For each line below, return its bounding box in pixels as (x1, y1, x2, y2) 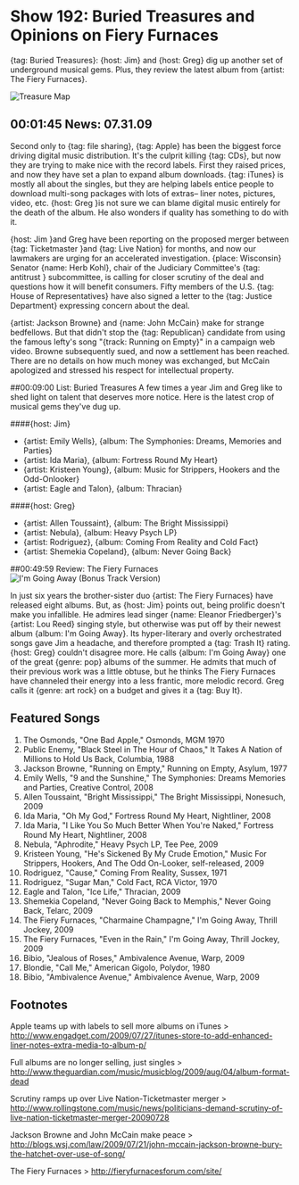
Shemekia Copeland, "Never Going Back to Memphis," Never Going (22, 895, 271, 907)
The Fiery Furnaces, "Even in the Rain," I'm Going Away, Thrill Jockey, (22, 933, 280, 944)
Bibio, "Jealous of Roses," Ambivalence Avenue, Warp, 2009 (22, 952, 245, 963)
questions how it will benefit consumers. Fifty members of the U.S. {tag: (10, 281, 275, 292)
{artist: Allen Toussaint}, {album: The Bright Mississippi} (22, 518, 229, 528)
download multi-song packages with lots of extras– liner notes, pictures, (10, 187, 276, 198)
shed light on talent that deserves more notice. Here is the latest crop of (10, 391, 275, 402)
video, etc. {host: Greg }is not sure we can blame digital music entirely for (10, 197, 281, 208)
